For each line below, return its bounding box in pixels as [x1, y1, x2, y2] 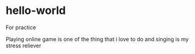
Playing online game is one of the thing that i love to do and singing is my [5, 35, 190, 42]
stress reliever [5, 42, 41, 49]
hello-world [5, 4, 66, 18]
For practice [5, 24, 37, 31]
